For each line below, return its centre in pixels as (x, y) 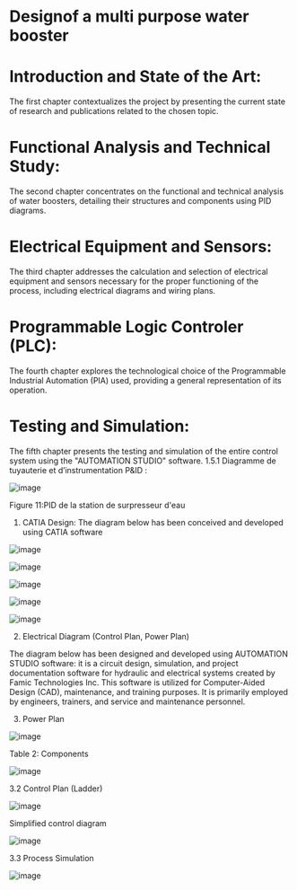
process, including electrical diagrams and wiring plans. (113, 291)
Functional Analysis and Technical (140, 148)
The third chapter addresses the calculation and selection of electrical (139, 272)
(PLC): (33, 346)
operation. (28, 390)
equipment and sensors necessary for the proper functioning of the (134, 281)
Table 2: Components (49, 753)
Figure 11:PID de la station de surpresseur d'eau (97, 505)
